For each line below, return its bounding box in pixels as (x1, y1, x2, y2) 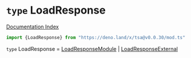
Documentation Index (6, 23, 59, 30)
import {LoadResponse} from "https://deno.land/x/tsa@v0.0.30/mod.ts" (6, 34, 186, 40)
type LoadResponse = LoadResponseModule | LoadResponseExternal (6, 45, 178, 52)
